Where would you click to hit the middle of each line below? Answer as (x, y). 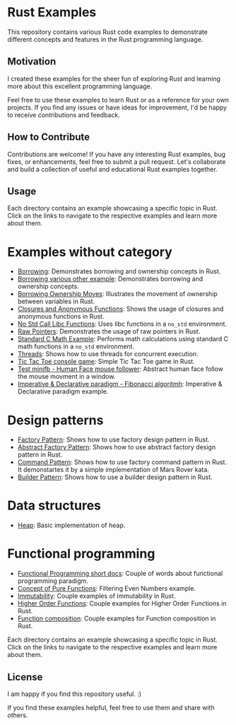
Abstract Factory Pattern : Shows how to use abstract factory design (117, 447)
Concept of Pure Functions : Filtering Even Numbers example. (107, 589)
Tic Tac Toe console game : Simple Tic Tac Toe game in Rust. (106, 362)
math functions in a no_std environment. (76, 346)
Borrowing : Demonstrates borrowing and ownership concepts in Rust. (119, 271)
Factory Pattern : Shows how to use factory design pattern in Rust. (113, 440)
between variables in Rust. (56, 302)
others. (18, 715)
